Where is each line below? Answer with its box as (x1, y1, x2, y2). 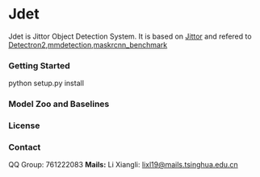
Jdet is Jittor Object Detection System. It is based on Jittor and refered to (8, 31, 252, 41)
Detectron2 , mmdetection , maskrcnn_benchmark (8, 39, 168, 49)
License (8, 120, 40, 131)
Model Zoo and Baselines (8, 98, 110, 109)
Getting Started (8, 60, 70, 71)
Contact (8, 142, 41, 153)
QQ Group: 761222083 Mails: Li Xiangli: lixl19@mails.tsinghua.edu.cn (8, 160, 238, 170)
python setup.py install (8, 78, 85, 88)
